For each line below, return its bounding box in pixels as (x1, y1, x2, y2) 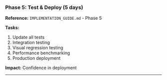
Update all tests (12, 34, 45, 40)
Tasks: (5, 25, 19, 31)
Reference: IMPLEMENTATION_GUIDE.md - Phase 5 (5, 15, 102, 21)
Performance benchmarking (12, 50, 71, 56)
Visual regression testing (12, 45, 64, 51)
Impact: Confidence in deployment (5, 65, 77, 71)
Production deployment (12, 55, 61, 61)
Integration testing (12, 40, 50, 45)
